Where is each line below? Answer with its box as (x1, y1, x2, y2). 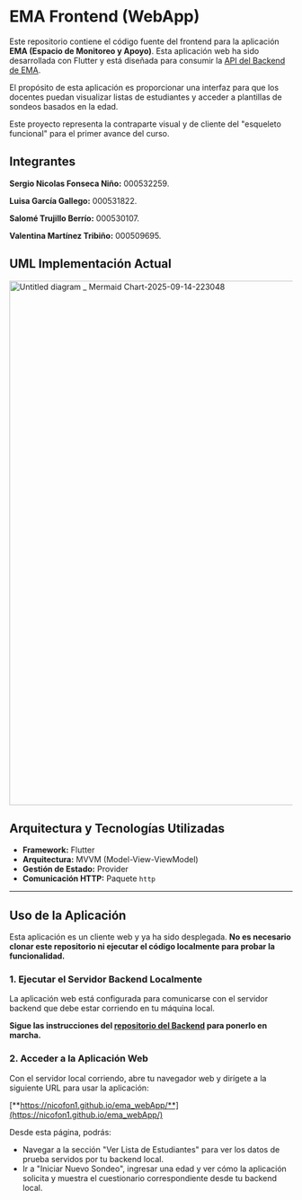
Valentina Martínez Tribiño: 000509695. (9, 230, 162, 241)
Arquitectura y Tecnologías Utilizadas (9, 820, 226, 836)
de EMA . (9, 65, 41, 75)
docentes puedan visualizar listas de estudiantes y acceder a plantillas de (9, 92, 282, 102)
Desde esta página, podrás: (9, 1126, 112, 1137)
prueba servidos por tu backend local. (22, 1153, 164, 1164)
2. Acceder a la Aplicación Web (9, 1053, 148, 1065)
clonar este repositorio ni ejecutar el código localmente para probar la (9, 941, 276, 952)
